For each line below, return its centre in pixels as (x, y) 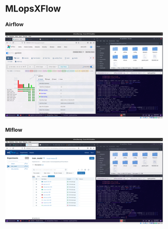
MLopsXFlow (33, 9)
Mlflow (14, 130)
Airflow (14, 25)
